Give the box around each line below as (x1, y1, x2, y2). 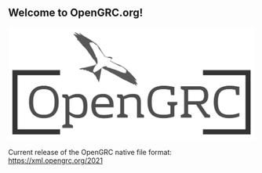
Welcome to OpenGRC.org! (8, 6, 144, 20)
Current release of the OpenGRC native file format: (8, 147, 173, 157)
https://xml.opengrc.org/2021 (8, 156, 104, 165)
